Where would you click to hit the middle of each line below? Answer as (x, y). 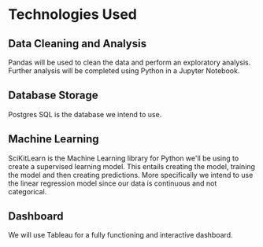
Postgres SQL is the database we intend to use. (85, 114)
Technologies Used (73, 15)
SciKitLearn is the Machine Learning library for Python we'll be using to (124, 158)
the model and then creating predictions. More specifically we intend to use (131, 175)
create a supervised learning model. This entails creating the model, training (132, 166)
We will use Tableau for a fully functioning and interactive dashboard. (120, 235)
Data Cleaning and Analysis (78, 44)
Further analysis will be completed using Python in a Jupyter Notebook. (124, 71)
